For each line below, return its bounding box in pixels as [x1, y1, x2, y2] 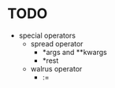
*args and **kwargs [42, 47, 107, 57]
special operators [18, 31, 76, 40]
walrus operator [30, 64, 83, 73]
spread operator [30, 38, 83, 48]
